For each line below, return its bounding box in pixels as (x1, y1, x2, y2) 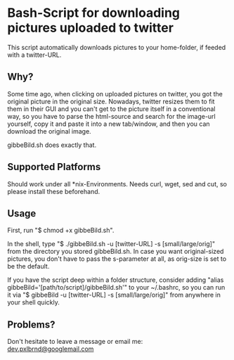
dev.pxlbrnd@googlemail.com (7, 345, 94, 353)
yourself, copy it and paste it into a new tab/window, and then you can (7, 120, 210, 128)
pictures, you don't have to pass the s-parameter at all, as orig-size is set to (7, 255, 227, 263)
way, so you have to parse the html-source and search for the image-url (7, 112, 216, 120)
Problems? (7, 319, 56, 330)
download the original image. (7, 127, 91, 135)
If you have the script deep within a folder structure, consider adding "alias (7, 276, 224, 284)
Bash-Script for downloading (7, 5, 181, 21)
